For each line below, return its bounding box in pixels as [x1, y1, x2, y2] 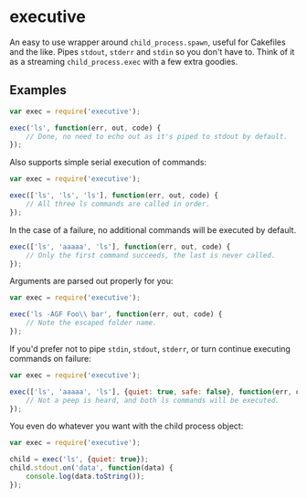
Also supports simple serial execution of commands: [9, 157, 207, 168]
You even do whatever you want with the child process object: [9, 420, 244, 431]
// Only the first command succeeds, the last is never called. [26, 250, 276, 260]
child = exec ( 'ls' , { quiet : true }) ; [9, 455, 149, 464]
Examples [9, 82, 67, 98]
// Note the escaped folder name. [26, 318, 157, 328]
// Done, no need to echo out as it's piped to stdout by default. [26, 132, 288, 141]
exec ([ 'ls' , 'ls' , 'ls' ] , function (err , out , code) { [9, 191, 219, 200]
